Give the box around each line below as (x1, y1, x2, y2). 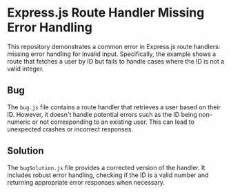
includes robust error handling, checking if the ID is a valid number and (7, 171, 209, 179)
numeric (7, 118, 31, 126)
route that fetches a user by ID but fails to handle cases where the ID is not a (7, 57, 225, 65)
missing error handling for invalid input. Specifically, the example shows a (7, 50, 217, 58)
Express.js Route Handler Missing (7, 5, 205, 21)
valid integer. (7, 64, 44, 73)
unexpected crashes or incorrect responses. (7, 125, 133, 133)
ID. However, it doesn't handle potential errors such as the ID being (7, 110, 198, 118)
